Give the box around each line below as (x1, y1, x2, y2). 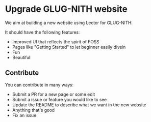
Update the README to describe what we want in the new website (12, 102, 147, 108)
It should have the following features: (5, 29, 80, 35)
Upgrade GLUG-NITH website (5, 3, 127, 15)
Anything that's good (12, 107, 55, 113)
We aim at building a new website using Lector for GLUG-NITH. (5, 20, 133, 26)
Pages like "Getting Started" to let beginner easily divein (12, 44, 126, 50)
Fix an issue (12, 112, 37, 118)
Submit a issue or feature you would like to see (12, 96, 107, 102)
